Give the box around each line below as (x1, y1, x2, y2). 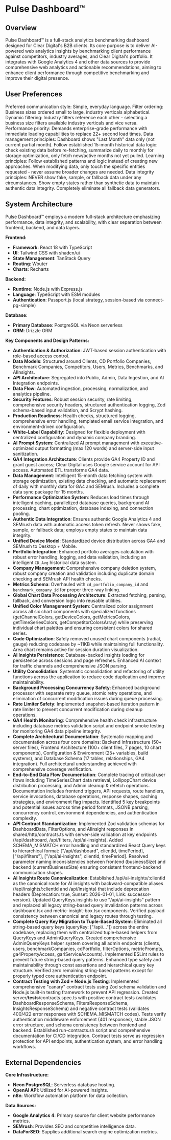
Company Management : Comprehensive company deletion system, (12, 565, 157, 571)
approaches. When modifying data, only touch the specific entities (5, 163, 145, 169)
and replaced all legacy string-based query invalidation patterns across (12, 902, 163, 908)
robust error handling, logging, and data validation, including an (12, 554, 146, 560)
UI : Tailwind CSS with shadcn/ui (12, 249, 80, 256)
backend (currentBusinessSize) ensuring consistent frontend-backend (12, 864, 161, 870)
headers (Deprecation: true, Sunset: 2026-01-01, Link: (12, 891, 127, 897)
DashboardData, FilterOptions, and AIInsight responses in (12, 826, 134, 832)
